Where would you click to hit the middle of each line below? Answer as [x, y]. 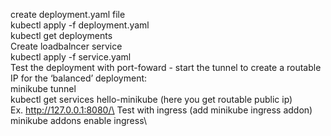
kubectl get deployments [61, 35]
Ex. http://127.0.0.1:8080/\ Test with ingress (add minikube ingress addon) [161, 110]
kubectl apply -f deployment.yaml [80, 25]
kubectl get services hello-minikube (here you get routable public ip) [151, 99]
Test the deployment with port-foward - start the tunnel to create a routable [166, 67]
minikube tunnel [43, 88]
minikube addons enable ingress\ [78, 120]
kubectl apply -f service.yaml [71, 57]
